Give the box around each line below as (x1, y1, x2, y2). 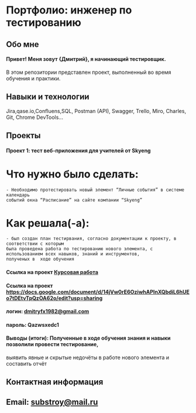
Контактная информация (6, 377, 104, 387)
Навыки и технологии (6, 92, 90, 102)
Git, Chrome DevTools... (6, 114, 63, 121)
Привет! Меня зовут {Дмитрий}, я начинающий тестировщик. (6, 56, 166, 63)
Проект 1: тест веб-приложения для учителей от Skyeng (6, 147, 151, 154)
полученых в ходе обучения (6, 256, 75, 262)
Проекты (6, 130, 41, 141)
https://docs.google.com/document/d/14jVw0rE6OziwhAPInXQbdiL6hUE (6, 288, 190, 295)
